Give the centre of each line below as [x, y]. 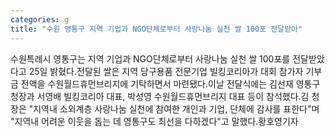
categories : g [40, 19]
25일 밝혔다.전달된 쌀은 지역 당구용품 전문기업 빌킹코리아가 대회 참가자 [166, 71]
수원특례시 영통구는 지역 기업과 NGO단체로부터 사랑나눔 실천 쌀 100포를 [150, 58]
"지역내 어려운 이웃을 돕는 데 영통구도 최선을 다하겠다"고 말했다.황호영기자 [154, 121]
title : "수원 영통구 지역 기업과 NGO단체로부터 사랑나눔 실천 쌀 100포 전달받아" [156, 29]
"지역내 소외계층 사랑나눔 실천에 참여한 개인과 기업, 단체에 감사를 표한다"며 [174, 108]
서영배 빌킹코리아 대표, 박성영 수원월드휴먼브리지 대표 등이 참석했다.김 [173, 96]
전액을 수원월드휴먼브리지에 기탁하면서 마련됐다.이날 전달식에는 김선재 [157, 83]
